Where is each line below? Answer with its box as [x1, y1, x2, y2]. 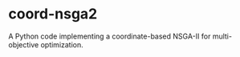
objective [8, 39, 39, 49]
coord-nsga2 [8, 5, 98, 23]
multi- [212, 31, 233, 41]
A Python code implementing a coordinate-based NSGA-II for [8, 31, 211, 41]
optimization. [40, 39, 84, 49]
